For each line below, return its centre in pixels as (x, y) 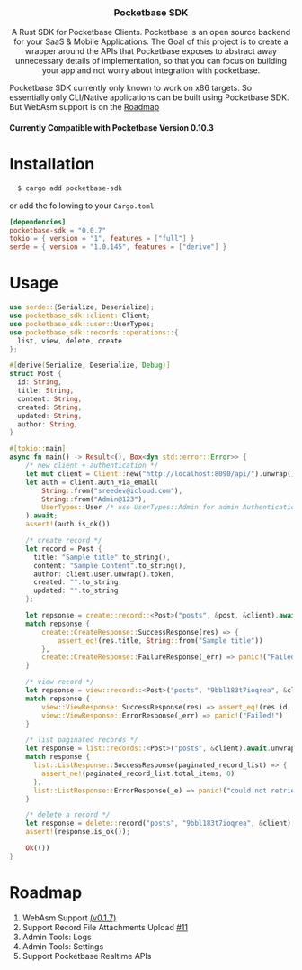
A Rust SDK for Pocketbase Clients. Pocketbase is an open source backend (151, 32)
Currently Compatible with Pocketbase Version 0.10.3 (111, 127)
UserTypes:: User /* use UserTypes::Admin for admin (141, 508)
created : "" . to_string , (78, 582)
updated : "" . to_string (75, 591)
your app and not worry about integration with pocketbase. (151, 70)
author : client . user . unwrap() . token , (104, 574)
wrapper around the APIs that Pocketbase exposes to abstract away (151, 51)
